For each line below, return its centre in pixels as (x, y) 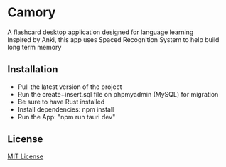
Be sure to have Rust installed (61, 102)
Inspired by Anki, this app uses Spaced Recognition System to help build (113, 39)
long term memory (34, 47)
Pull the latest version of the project (70, 87)
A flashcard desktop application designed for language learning (101, 32)
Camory (32, 12)
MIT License (26, 156)
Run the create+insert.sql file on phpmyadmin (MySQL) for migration (118, 94)
